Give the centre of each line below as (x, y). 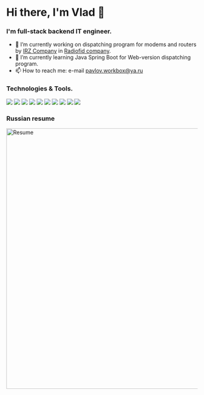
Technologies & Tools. (40, 89)
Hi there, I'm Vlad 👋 (56, 12)
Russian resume (31, 118)
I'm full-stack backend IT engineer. (59, 32)
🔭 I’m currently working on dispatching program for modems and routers (106, 44)
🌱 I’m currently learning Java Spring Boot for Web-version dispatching (103, 58)
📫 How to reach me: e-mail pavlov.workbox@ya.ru (79, 71)
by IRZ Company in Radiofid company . (63, 51)
